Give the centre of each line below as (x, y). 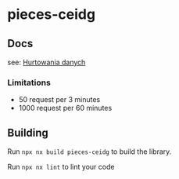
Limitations (29, 82)
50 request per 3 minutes (59, 100)
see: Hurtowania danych (47, 62)
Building (28, 132)
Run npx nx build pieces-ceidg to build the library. (89, 152)
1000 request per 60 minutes (65, 108)
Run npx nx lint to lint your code (61, 167)
